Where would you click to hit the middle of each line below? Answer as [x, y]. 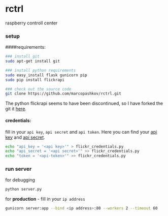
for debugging [20, 180]
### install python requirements [41, 70]
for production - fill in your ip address [45, 199]
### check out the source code [38, 89]
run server [19, 169]
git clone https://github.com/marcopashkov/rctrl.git [63, 94]
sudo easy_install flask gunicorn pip [46, 75]
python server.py [24, 189]
